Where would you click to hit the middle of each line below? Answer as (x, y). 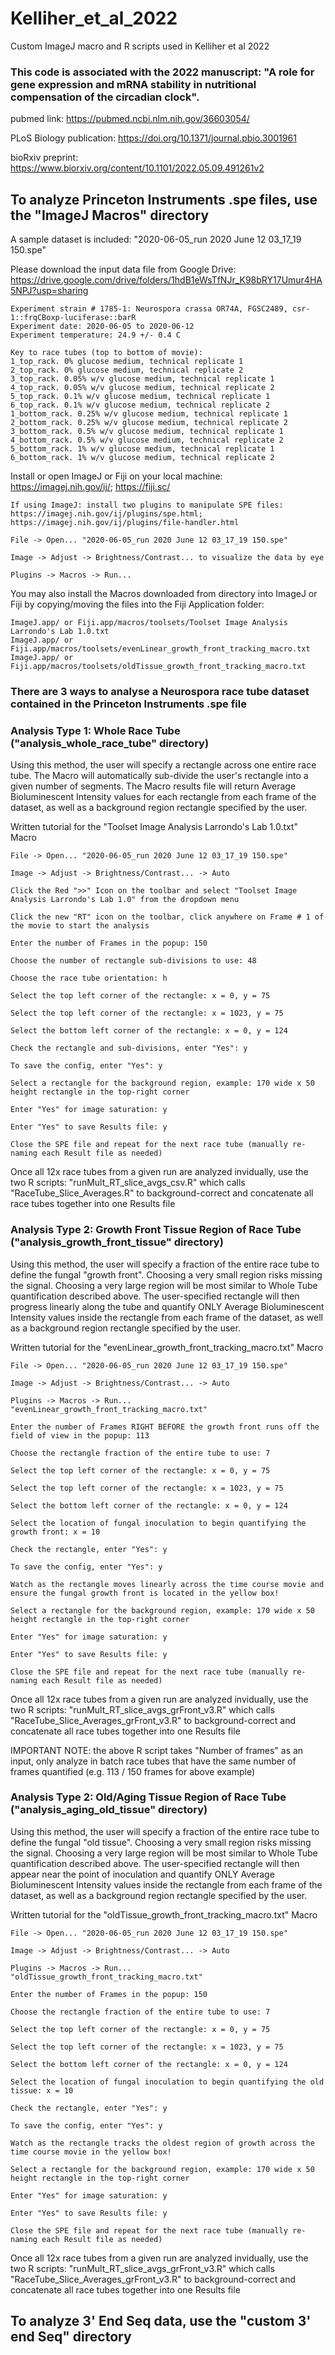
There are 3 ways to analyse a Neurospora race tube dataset (160, 691)
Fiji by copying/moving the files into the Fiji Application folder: (137, 604)
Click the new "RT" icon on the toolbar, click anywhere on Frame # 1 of (167, 917)
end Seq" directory (71, 2337)
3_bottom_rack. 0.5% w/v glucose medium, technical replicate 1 (147, 432)
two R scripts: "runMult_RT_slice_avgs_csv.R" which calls (128, 1183)
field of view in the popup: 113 (80, 1435)
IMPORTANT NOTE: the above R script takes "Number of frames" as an (157, 1750)
